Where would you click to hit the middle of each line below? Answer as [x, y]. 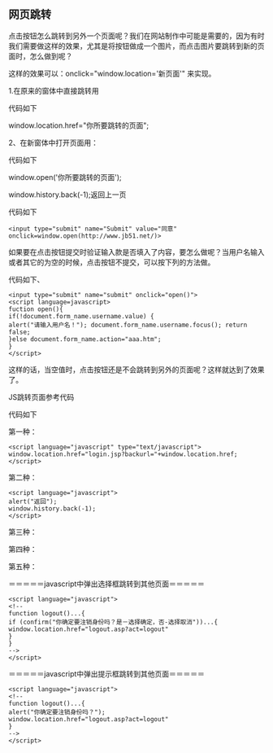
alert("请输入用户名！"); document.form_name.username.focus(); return [128, 325]
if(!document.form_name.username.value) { [81, 316]
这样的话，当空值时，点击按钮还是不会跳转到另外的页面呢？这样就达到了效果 [136, 370]
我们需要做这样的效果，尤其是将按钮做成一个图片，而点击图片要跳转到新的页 [136, 46]
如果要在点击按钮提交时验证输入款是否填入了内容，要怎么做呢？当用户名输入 [136, 252]
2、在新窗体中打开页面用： [54, 142]
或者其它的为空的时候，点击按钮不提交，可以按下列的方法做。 [112, 262]
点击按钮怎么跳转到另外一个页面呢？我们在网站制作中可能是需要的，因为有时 [136, 36]
